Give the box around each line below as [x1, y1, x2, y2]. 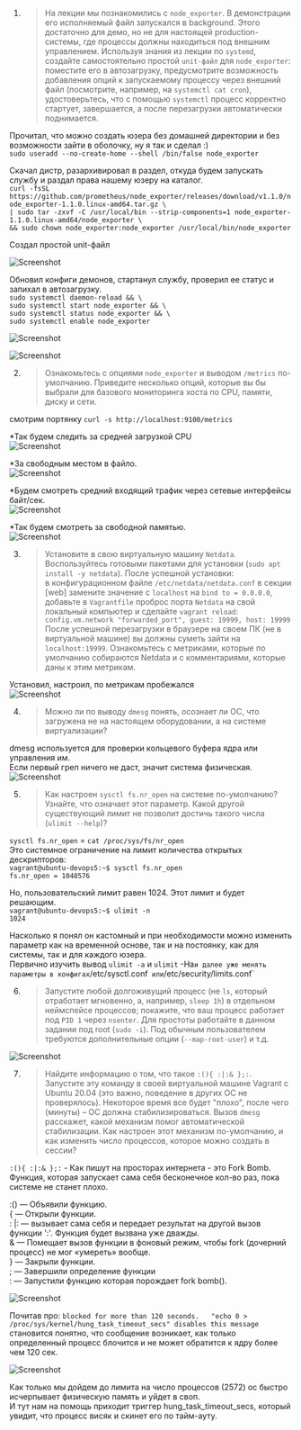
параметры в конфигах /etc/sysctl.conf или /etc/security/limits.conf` [9, 968, 254, 979]
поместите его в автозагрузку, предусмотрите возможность [44, 65, 279, 76]
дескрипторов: [9, 854, 66, 865]
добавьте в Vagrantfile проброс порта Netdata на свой [44, 597, 256, 607]
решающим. [9, 897, 57, 907]
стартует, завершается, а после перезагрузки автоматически [44, 103, 283, 113]
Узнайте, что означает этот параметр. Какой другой [44, 798, 245, 809]
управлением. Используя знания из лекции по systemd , [44, 46, 256, 57]
